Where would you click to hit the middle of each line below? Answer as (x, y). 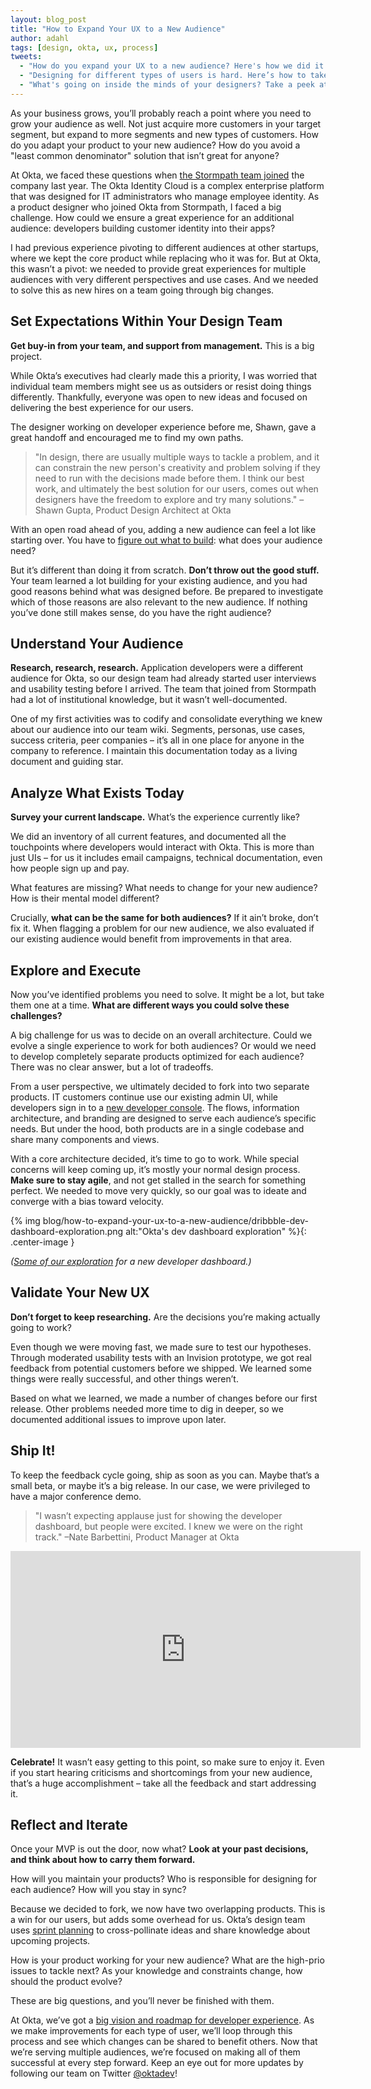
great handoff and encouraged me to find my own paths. (127, 437)
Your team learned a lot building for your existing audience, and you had (159, 580)
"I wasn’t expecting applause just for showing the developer (158, 1515)
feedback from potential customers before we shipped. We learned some (161, 1368)
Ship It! (33, 1451)
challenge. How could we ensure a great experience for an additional (152, 217)
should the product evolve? (66, 1982)
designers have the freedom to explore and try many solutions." (166, 499)
